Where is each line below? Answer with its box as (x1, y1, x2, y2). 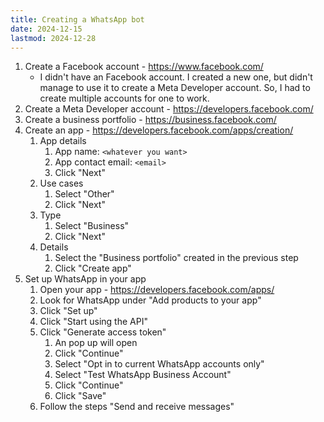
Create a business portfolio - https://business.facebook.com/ (24, 114, 277, 126)
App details (39, 135, 87, 147)
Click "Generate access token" (39, 326, 167, 338)
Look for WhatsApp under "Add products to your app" (39, 294, 262, 306)
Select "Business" (54, 220, 130, 232)
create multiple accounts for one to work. (39, 92, 210, 105)
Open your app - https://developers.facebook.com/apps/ (39, 284, 275, 296)
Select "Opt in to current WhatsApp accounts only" (54, 358, 265, 370)
